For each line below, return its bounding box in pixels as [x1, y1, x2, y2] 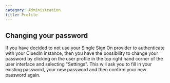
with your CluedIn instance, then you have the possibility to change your [5, 50, 158, 56]
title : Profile [5, 12, 38, 17]
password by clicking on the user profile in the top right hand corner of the [5, 56, 163, 62]
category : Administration [5, 7, 61, 13]
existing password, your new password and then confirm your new [5, 67, 147, 73]
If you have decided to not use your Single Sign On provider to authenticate [5, 45, 165, 51]
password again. [5, 72, 41, 78]
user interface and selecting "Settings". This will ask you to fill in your [5, 61, 152, 67]
